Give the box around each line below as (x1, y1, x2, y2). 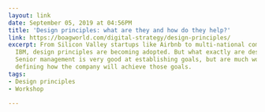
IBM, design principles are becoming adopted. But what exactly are (15, 48, 245, 56)
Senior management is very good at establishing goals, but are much (15, 56, 248, 64)
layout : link (8, 11, 51, 20)
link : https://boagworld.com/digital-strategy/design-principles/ (8, 33, 231, 42)
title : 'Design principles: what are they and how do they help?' (8, 26, 231, 34)
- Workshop (8, 84, 44, 93)
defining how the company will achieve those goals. (15, 63, 192, 71)
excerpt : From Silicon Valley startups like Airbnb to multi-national (8, 41, 245, 49)
